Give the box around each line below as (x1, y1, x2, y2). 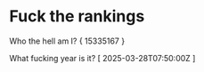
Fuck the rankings (9, 6, 145, 27)
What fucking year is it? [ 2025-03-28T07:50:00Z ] (9, 52, 196, 63)
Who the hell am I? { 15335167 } (9, 36, 126, 46)
